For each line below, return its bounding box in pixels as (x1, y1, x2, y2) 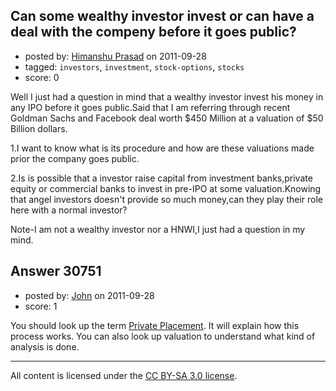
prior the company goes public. (10, 152, 140, 164)
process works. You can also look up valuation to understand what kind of (10, 330, 316, 342)
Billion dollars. (10, 122, 68, 134)
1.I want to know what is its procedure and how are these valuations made (10, 142, 315, 154)
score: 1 (24, 300, 58, 312)
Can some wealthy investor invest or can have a (10, 8, 315, 25)
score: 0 (24, 71, 60, 83)
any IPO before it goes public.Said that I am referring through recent (10, 101, 291, 113)
